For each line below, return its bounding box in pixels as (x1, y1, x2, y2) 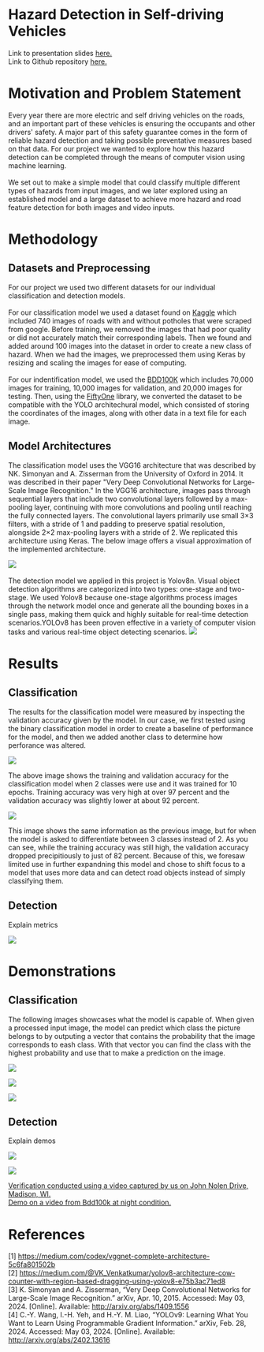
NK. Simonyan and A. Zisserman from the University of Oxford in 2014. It (8, 469, 244, 478)
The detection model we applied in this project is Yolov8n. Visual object (8, 576, 240, 585)
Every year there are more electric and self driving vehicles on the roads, (8, 110, 245, 120)
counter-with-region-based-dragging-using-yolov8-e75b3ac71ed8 (8, 1276, 226, 1287)
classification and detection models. (8, 290, 126, 301)
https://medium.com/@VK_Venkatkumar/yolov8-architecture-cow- (19, 1268, 236, 1278)
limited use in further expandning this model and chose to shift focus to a (8, 859, 246, 868)
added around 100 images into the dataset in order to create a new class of (8, 341, 252, 350)
